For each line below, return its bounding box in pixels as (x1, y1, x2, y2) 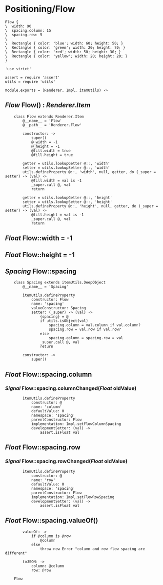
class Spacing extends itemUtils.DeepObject (14, 280, 106, 285)
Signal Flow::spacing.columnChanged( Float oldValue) (5, 384, 137, 391)
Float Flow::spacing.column (5, 370, 92, 379)
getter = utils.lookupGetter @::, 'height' (22, 195, 112, 200)
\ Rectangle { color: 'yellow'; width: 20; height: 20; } (5, 54, 128, 59)
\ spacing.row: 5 (5, 32, 42, 37)
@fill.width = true (31, 148, 71, 153)
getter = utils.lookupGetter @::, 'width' (22, 161, 110, 166)
